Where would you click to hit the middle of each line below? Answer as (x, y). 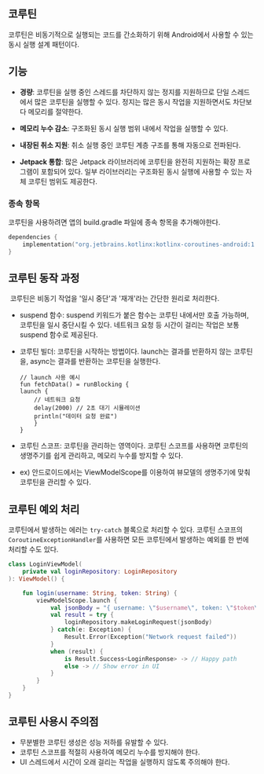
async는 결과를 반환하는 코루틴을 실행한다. (95, 361)
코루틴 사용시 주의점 (53, 722)
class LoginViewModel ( (45, 564)
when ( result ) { (77, 651)
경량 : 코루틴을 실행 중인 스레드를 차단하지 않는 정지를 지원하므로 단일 (124, 92)
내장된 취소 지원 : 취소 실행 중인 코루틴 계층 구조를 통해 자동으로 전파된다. (130, 145)
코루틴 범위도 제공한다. (63, 181)
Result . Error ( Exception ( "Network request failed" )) (150, 637)
